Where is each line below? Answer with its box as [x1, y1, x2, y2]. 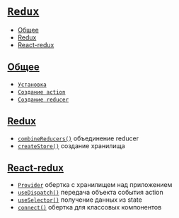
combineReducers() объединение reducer [17, 134, 139, 143]
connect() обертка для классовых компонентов [17, 203, 162, 212]
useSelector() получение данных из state [17, 195, 143, 204]
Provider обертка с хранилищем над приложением [17, 181, 173, 189]
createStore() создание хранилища [17, 141, 125, 150]
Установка [17, 81, 47, 88]
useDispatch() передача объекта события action [17, 188, 164, 197]
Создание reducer [17, 96, 69, 103]
